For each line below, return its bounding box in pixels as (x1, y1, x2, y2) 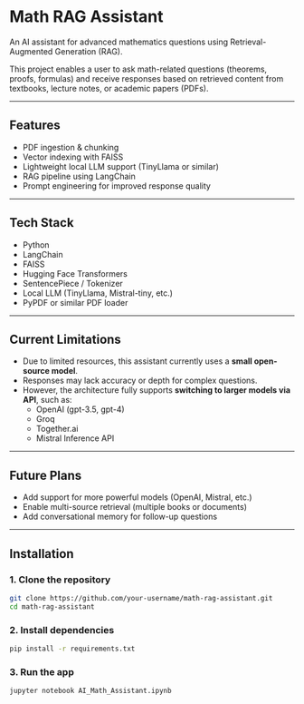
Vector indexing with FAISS (22, 152, 124, 162)
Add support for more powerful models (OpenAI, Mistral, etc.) (22, 492, 252, 503)
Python (22, 239, 50, 250)
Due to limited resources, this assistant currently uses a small (22, 356, 253, 367)
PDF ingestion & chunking (22, 142, 119, 152)
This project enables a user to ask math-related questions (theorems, (9, 64, 268, 74)
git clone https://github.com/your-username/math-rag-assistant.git (9, 593, 273, 602)
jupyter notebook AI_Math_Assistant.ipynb (9, 687, 172, 696)
